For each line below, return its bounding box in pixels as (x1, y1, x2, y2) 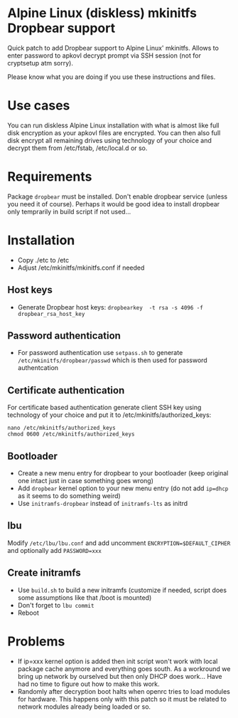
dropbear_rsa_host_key (17, 310, 85, 317)
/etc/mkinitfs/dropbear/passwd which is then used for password (17, 356, 207, 364)
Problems (7, 633, 65, 649)
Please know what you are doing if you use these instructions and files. (7, 73, 216, 81)
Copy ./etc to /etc (17, 255, 70, 264)
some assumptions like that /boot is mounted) (17, 593, 152, 602)
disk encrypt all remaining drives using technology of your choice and (7, 136, 212, 144)
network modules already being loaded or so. (17, 702, 151, 711)
